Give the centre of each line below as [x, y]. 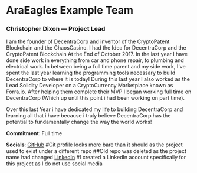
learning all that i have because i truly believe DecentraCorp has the [88, 116]
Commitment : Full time [34, 133]
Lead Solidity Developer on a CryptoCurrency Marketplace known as [90, 86]
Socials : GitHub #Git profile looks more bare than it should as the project [94, 145]
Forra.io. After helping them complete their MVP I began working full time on [99, 92]
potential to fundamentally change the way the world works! [79, 122]
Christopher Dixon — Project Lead [56, 29]
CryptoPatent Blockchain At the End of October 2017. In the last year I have [97, 54]
